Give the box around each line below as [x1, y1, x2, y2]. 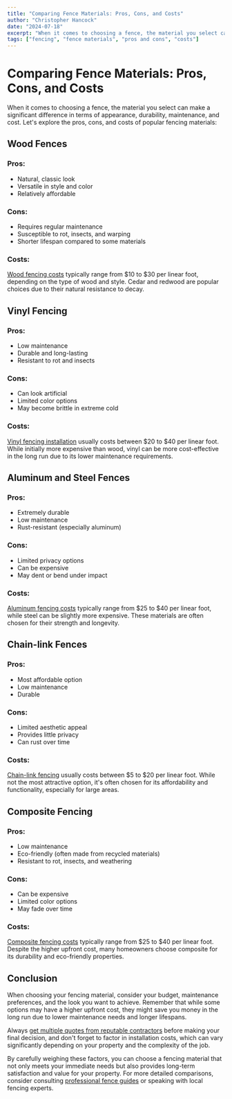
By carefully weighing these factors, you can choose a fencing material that [7, 1055, 222, 1063]
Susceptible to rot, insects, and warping [17, 230, 131, 238]
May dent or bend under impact [17, 571, 108, 579]
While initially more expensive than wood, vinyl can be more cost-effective [7, 444, 219, 452]
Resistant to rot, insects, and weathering [17, 856, 133, 865]
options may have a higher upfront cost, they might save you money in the [7, 1005, 219, 1014]
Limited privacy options [17, 556, 84, 565]
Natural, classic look [17, 175, 75, 183]
